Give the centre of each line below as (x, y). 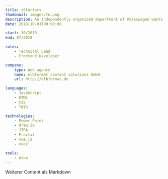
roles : (12, 47)
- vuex (21, 144)
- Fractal (25, 135)
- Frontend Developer (37, 56)
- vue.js (23, 139)
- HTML (21, 98)
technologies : (20, 116)
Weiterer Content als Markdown (38, 172)
